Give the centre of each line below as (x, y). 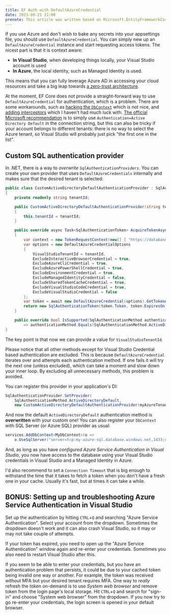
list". (10, 140)
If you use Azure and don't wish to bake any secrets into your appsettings (83, 34)
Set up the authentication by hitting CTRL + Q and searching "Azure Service (82, 517)
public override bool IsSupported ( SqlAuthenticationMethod (78, 320)
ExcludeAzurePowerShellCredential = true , (78, 268)
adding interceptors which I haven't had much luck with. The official (76, 112)
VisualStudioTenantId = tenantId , (69, 254)
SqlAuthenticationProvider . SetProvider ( (49, 396)
